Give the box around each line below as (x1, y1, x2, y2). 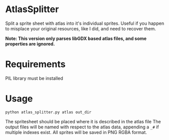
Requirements (5, 59, 66, 70)
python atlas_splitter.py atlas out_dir (5, 110, 92, 115)
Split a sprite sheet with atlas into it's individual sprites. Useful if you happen (5, 20, 164, 26)
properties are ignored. (5, 40, 55, 46)
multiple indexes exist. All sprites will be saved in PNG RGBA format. (5, 129, 147, 135)
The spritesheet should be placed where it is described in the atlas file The (5, 118, 161, 124)
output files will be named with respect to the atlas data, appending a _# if (5, 124, 159, 130)
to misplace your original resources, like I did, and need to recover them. (5, 25, 156, 31)
